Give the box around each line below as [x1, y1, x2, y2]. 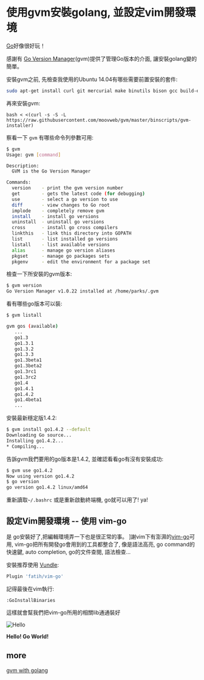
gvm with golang [6, 667, 49, 674]
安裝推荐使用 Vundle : [6, 561, 59, 568]
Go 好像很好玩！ [6, 42, 46, 49]
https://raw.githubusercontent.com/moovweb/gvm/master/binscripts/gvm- [6, 117, 191, 123]
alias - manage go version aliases [12, 247, 115, 253]
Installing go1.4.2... [6, 437, 64, 444]
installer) [6, 122, 34, 129]
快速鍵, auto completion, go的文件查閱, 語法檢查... [6, 548, 131, 555]
